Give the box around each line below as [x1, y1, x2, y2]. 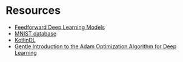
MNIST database [14, 29, 57, 37]
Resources [5, 4, 61, 17]
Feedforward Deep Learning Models [14, 23, 105, 31]
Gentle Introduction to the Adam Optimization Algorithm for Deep [14, 43, 177, 50]
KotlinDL [14, 36, 36, 43]
